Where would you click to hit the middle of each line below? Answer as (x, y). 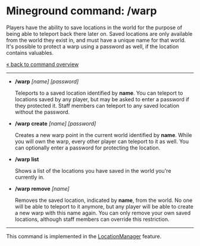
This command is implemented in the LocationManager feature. (84, 236)
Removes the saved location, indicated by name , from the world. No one (104, 200)
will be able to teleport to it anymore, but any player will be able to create (104, 206)
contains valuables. (30, 52)
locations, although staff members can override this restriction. (92, 219)
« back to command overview (43, 64)
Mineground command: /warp (82, 11)
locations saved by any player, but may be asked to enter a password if (102, 99)
